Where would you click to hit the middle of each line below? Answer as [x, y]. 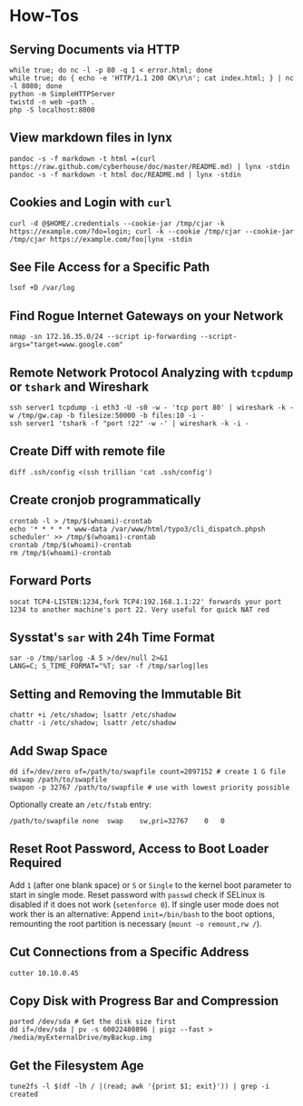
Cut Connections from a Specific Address [129, 952]
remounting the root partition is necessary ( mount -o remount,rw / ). [136, 923]
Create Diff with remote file [88, 451]
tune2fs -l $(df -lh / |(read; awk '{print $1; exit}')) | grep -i [140, 1087]
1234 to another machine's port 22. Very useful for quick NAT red [140, 610]
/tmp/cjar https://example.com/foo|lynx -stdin [101, 239]
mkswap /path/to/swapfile [58, 779]
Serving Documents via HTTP [95, 50]
